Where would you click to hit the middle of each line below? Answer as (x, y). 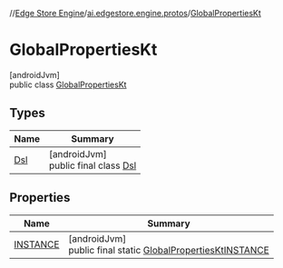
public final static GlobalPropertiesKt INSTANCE (168, 250)
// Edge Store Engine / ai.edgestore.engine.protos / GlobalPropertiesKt (135, 13)
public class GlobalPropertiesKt (68, 84)
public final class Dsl (93, 165)
